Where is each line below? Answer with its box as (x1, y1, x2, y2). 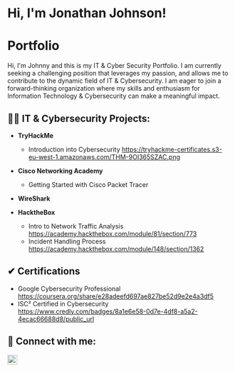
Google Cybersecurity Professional (17, 284, 121, 293)
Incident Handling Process (28, 237, 106, 246)
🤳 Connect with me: (7, 336, 96, 348)
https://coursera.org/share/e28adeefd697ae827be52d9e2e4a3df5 (17, 291, 214, 301)
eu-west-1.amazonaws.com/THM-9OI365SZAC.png (28, 152, 180, 161)
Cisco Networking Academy (17, 166, 103, 175)
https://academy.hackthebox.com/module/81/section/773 (28, 229, 197, 238)
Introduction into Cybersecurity (28, 145, 121, 154)
